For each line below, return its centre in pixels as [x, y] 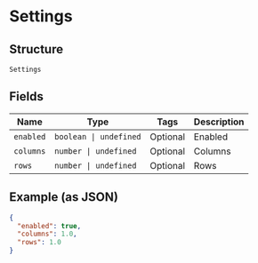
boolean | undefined [98, 136]
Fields [27, 96]
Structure [36, 49]
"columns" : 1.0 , [47, 234]
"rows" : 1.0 [40, 243]
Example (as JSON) [64, 197]
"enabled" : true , [49, 226]
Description [219, 122]
